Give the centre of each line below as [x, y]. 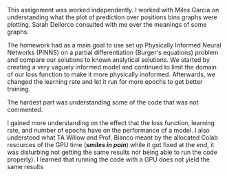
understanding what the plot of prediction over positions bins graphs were [112, 17]
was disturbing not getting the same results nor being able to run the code [112, 152]
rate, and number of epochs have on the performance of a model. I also [108, 130]
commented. [25, 110]
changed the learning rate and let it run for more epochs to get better [105, 81]
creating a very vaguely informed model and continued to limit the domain [112, 67]
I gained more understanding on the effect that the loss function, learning [111, 123]
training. [19, 89]
